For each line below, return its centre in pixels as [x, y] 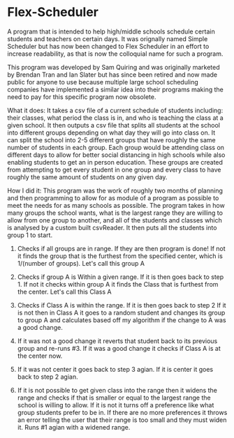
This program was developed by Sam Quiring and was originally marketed [114, 67]
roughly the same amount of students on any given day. [87, 177]
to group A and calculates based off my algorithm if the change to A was [122, 320]
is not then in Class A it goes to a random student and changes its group [121, 312]
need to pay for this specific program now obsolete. [82, 97]
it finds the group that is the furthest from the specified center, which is [120, 256]
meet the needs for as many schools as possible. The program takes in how [116, 205]
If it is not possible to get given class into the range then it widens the [117, 390]
